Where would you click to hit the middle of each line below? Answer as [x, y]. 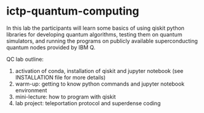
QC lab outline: [25, 59]
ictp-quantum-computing [73, 11]
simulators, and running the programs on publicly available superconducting [102, 41]
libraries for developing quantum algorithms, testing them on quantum [94, 34]
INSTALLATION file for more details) [60, 77]
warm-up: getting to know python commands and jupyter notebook [100, 84]
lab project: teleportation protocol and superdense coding [88, 103]
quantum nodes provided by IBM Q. [51, 47]
